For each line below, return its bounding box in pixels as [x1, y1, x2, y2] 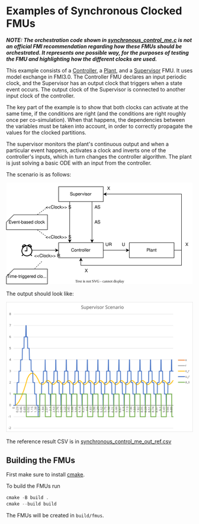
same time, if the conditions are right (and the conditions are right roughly [6, 110, 187, 117]
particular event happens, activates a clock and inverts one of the [6, 147, 166, 154]
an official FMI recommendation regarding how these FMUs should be [6, 43, 182, 50]
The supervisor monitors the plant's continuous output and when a [6, 140, 169, 147]
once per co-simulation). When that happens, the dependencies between [6, 116, 185, 123]
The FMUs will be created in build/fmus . [6, 512, 104, 519]
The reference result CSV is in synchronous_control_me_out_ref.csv [6, 438, 172, 445]
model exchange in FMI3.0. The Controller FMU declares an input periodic [6, 73, 187, 80]
